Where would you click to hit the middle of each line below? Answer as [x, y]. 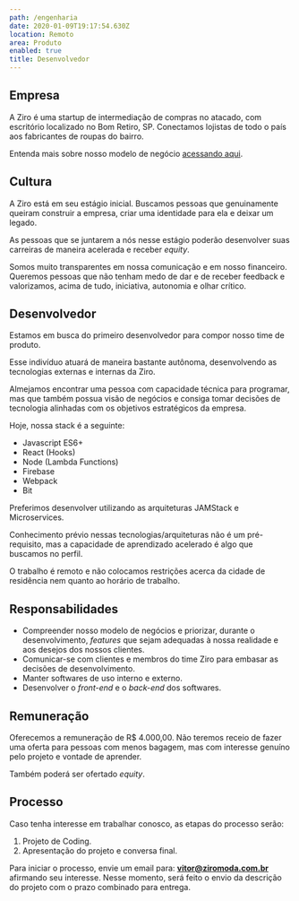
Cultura [30, 182]
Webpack [40, 481]
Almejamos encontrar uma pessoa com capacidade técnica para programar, [149, 389]
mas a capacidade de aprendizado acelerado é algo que [149, 544]
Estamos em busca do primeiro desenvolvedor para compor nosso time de [147, 335]
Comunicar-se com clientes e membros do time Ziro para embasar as [150, 659]
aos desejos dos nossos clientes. [83, 650]
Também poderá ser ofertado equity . [77, 774]
